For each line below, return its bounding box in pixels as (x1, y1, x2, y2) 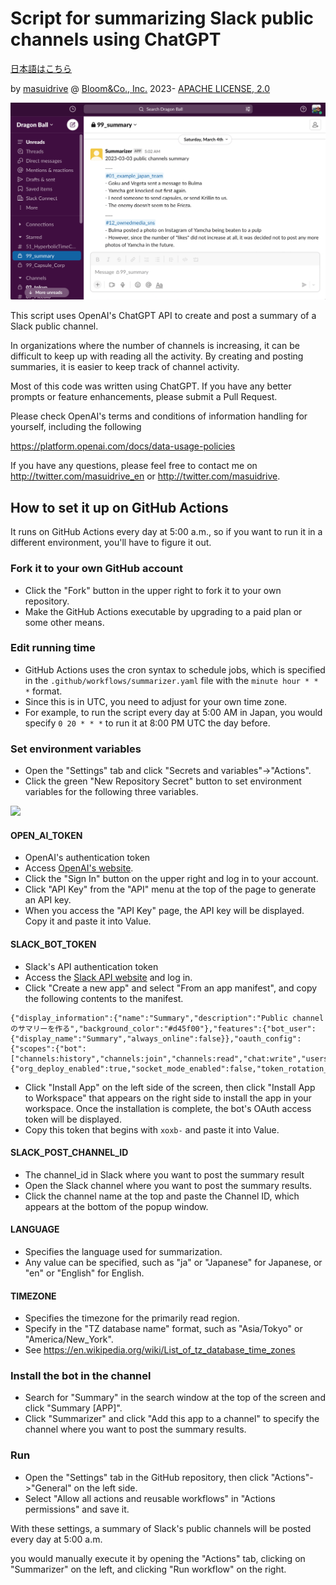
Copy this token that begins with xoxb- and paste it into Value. (24, 1123, 280, 1136)
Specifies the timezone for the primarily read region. (24, 1312, 240, 1324)
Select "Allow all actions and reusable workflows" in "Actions (24, 1492, 276, 1504)
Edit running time (10, 641, 96, 655)
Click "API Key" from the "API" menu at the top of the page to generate (24, 883, 317, 896)
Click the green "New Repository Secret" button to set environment (24, 775, 302, 787)
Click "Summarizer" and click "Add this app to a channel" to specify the (24, 1413, 320, 1425)
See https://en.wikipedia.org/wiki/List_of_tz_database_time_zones (24, 1344, 296, 1356)
